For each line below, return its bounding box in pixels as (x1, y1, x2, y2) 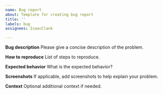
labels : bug (5, 21, 30, 27)
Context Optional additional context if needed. (5, 83, 102, 89)
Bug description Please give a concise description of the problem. (5, 44, 144, 50)
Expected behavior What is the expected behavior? (5, 64, 113, 70)
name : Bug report (5, 7, 42, 13)
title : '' (5, 17, 26, 22)
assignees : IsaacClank (5, 26, 53, 31)
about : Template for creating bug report (5, 12, 94, 17)
